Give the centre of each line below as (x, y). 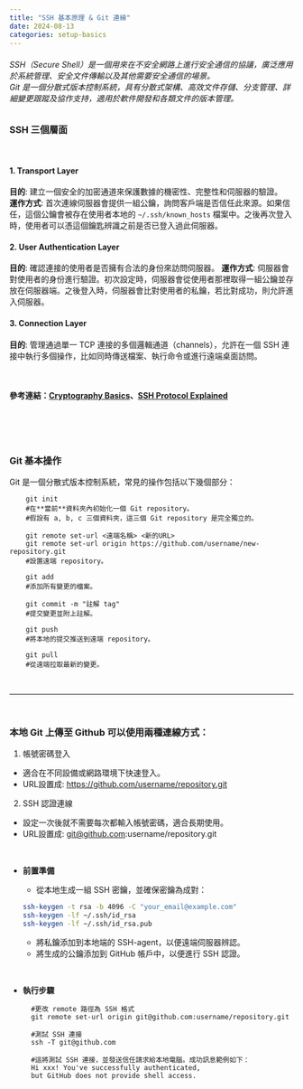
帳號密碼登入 (46, 754)
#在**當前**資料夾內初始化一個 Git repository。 (110, 509)
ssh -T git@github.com (73, 1042)
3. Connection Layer (48, 323)
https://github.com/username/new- (195, 544)
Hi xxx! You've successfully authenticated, (116, 1067)
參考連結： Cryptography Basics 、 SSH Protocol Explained (119, 396)
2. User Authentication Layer (64, 247)
